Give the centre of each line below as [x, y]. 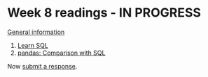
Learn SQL [33, 45]
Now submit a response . [42, 66]
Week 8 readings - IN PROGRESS [104, 13]
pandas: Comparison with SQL [61, 53]
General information [36, 32]
